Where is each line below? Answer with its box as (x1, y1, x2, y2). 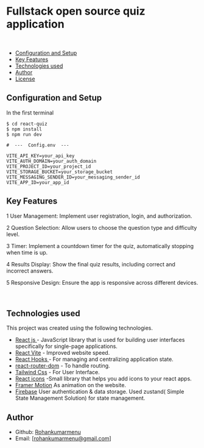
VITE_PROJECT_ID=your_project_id (6, 163, 91, 169)
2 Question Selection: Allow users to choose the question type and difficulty (6, 224, 197, 231)
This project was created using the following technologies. (6, 324, 153, 332)
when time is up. (6, 249, 48, 256)
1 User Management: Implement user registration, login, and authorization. (6, 212, 192, 219)
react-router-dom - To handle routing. (15, 362, 111, 369)
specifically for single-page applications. (15, 343, 118, 350)
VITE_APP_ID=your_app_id (6, 179, 69, 185)
